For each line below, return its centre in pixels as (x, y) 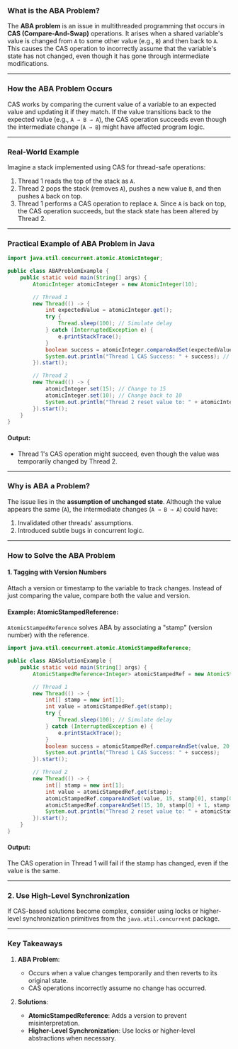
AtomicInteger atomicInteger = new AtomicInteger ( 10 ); (115, 284)
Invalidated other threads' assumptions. (75, 522)
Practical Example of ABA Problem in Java (81, 243)
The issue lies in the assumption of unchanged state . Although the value (114, 501)
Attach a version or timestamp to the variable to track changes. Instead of (115, 588)
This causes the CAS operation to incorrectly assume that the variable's (112, 49)
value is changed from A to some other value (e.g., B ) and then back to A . (113, 41)
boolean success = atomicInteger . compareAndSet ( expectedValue (139, 349)
